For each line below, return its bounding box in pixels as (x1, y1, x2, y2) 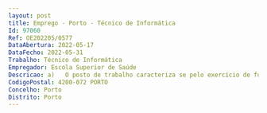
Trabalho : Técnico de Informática (8, 56, 123, 64)
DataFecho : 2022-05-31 (8, 49, 83, 56)
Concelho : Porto (8, 85, 62, 94)
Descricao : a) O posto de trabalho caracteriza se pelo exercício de (8, 71, 250, 79)
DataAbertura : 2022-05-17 (8, 41, 94, 49)
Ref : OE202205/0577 (8, 33, 73, 42)
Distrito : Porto (8, 93, 62, 101)
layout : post (8, 11, 52, 20)
